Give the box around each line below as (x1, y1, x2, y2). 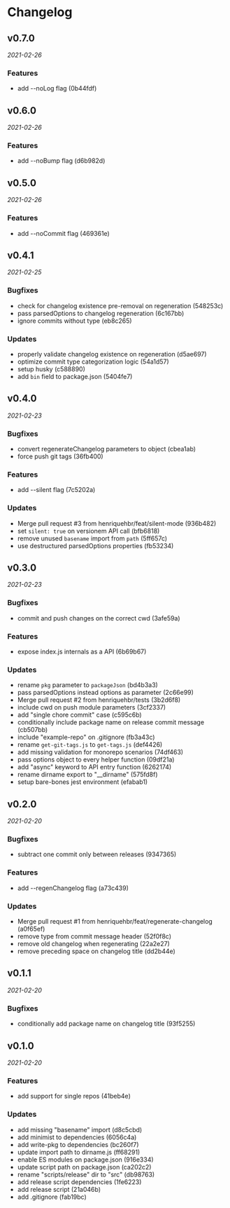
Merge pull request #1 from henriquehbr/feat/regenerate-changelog (17, 917, 213, 926)
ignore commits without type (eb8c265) (17, 317, 132, 325)
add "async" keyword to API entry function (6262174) (17, 763, 172, 771)
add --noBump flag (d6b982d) (17, 157, 106, 165)
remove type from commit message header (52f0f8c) (17, 932, 171, 941)
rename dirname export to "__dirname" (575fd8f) (17, 770, 159, 779)
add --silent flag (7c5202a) (17, 486, 96, 494)
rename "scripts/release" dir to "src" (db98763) (17, 1170, 155, 1179)
